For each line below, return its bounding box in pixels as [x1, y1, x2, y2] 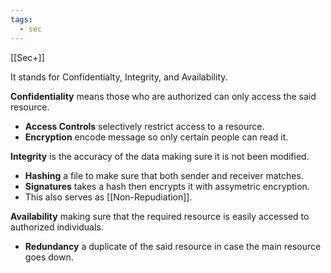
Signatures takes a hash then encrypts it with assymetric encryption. [24, 180, 310, 192]
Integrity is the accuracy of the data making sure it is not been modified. [10, 150, 310, 162]
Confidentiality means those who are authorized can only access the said [10, 90, 317, 102]
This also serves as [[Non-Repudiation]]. [24, 191, 193, 203]
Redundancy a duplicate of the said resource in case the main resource [24, 240, 322, 252]
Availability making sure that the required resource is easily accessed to [10, 210, 310, 222]
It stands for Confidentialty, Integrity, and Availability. [10, 71, 228, 83]
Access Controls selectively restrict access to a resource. [24, 120, 265, 132]
